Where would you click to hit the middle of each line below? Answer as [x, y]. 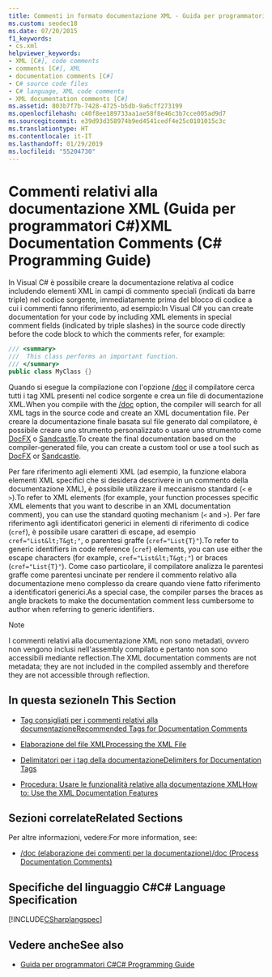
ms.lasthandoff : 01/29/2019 [56, 144]
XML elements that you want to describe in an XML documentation [119, 506]
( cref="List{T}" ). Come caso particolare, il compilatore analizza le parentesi [136, 566]
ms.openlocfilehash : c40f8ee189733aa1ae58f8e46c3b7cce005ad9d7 [117, 114]
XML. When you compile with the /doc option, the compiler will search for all [135, 404]
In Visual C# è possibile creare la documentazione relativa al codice [121, 282]
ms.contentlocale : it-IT [50, 136]
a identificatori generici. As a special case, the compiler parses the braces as [136, 592]
